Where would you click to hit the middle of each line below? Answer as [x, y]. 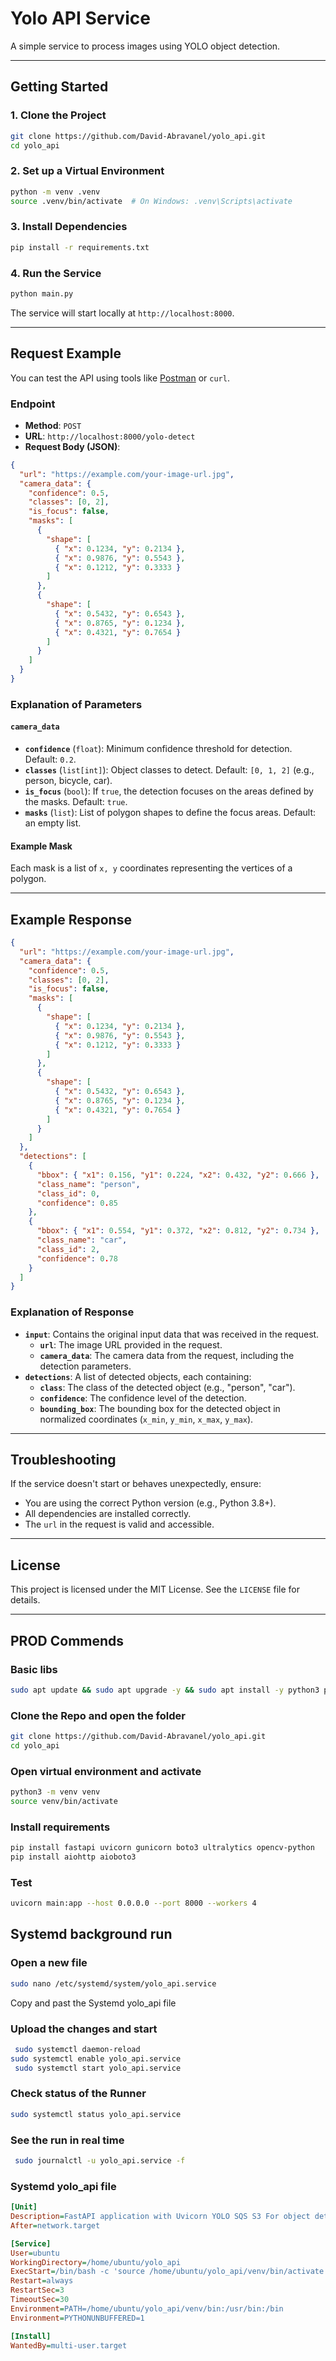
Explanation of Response [72, 1312]
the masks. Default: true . [76, 801]
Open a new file [49, 1963]
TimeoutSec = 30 [40, 2300]
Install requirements [60, 1827]
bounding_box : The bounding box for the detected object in [160, 1408]
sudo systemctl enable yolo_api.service [96, 2058]
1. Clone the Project [58, 115]
